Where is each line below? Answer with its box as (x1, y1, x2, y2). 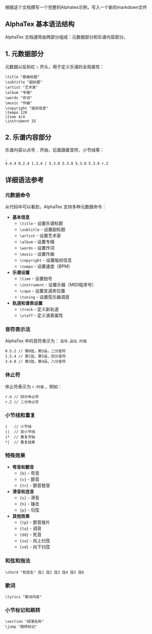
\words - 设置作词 (19, 245, 55, 251)
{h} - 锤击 (19, 501, 40, 507)
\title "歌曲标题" (5, 74, 40, 80)
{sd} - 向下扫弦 (19, 544, 51, 550)
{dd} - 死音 (19, 532, 42, 538)
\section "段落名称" (5, 619, 44, 624)
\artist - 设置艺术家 (19, 233, 61, 239)
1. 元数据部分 (5, 50, 44, 58)
